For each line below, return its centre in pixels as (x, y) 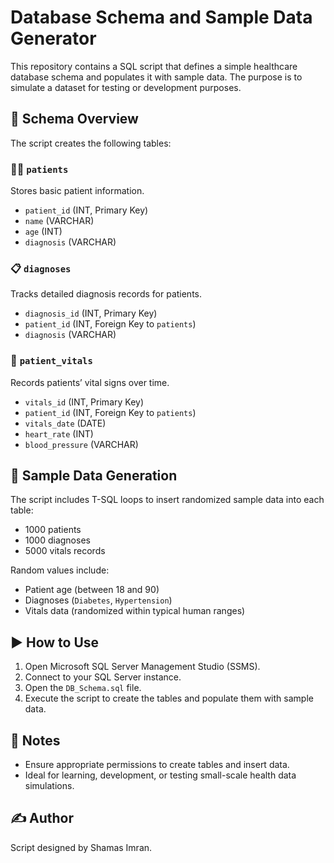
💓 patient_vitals (51, 361)
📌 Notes (35, 740)
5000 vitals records (65, 551)
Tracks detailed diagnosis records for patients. (106, 294)
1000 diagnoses (57, 540)
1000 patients (53, 530)
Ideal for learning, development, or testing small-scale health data (160, 775)
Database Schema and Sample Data (161, 17)
